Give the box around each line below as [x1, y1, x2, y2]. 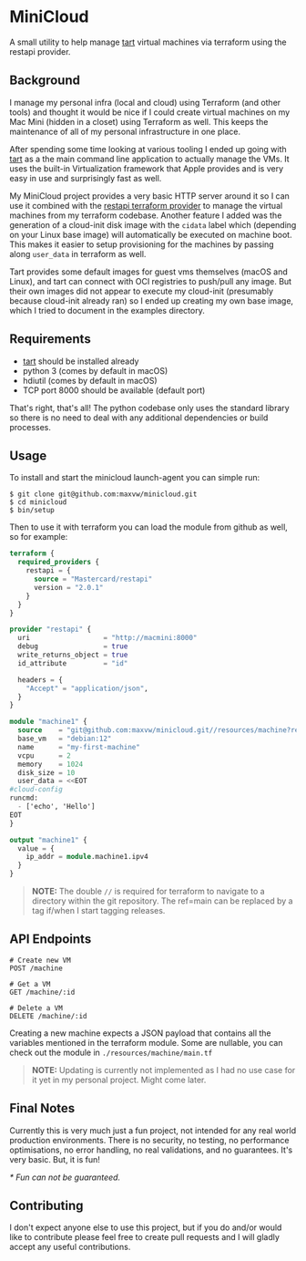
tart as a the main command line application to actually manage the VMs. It [9, 153, 290, 164]
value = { [17, 843, 55, 853]
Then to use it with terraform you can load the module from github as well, [9, 522, 289, 532]
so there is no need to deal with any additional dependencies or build [9, 412, 269, 423]
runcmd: [9, 793, 39, 803]
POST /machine [9, 964, 64, 973]
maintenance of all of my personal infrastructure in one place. [9, 126, 241, 137]
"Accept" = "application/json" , [25, 684, 148, 693]
